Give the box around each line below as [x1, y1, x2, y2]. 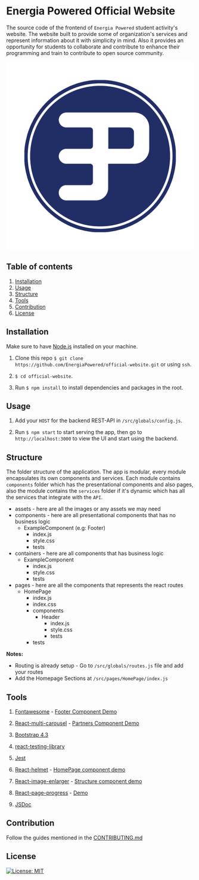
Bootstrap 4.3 [14, 732, 49, 738]
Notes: [6, 651, 24, 658]
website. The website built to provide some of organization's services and [6, 30, 188, 37]
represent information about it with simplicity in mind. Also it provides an [6, 37, 184, 44]
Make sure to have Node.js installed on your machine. [6, 342, 138, 350]
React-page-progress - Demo [14, 789, 88, 796]
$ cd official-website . [14, 372, 73, 380]
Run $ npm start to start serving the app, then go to [14, 429, 142, 436]
